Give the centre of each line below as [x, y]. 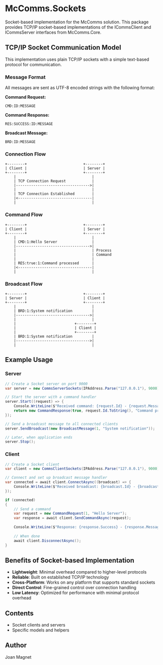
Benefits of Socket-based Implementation [70, 560]
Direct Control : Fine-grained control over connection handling [74, 588]
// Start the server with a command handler [51, 397]
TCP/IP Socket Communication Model [63, 47]
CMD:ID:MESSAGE [20, 106]
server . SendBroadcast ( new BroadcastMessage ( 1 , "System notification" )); [80, 429]
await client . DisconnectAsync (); [48, 540]
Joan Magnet [18, 657]
